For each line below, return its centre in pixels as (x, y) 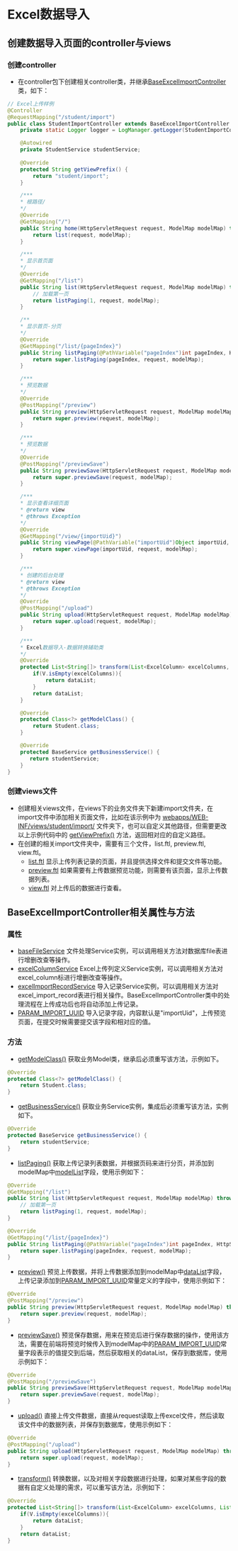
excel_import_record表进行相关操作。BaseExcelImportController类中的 (121, 995)
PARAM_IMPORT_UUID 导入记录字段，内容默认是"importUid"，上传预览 (122, 1013)
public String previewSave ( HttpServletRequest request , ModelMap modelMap (120, 1388)
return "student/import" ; (71, 176)
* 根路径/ (33, 202)
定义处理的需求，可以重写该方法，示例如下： (102, 1488)
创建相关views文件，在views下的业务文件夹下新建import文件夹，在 (115, 808)
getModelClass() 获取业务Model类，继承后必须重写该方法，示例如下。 (120, 1059)
